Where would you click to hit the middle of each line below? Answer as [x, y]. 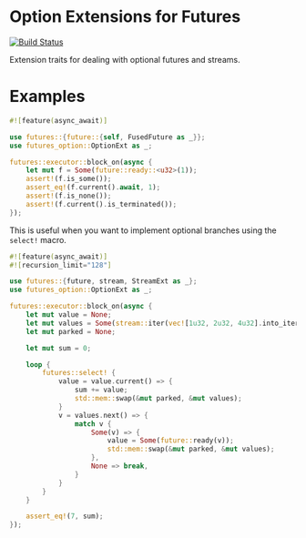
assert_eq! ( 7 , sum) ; [65, 516]
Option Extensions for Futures [125, 17]
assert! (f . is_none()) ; [69, 196]
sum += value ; [101, 390]
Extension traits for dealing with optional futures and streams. [125, 59]
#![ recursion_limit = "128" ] [61, 265]
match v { [93, 424]
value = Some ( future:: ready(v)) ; [170, 441]
